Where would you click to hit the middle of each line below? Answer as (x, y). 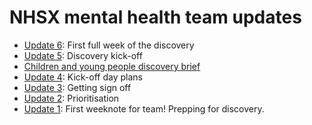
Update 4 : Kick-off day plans (83, 77)
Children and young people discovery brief (112, 66)
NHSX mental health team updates (155, 17)
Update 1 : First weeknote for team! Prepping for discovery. (144, 108)
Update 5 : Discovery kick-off (83, 55)
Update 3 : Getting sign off (77, 87)
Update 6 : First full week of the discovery (109, 45)
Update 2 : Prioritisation (71, 98)
